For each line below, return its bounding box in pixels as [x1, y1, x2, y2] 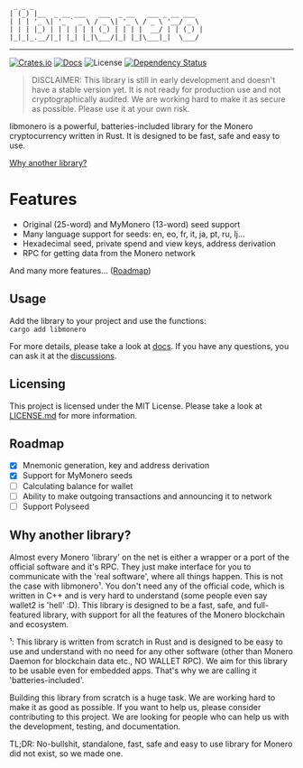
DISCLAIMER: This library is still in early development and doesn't [31, 75, 276, 85]
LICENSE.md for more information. [9, 410, 138, 421]
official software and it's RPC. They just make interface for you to [9, 561, 252, 572]
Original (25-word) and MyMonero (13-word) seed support [22, 218, 241, 229]
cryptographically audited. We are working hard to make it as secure [31, 94, 286, 105]
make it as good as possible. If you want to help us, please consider [9, 701, 262, 712]
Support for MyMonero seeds [22, 470, 133, 481]
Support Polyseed [22, 501, 90, 512]
